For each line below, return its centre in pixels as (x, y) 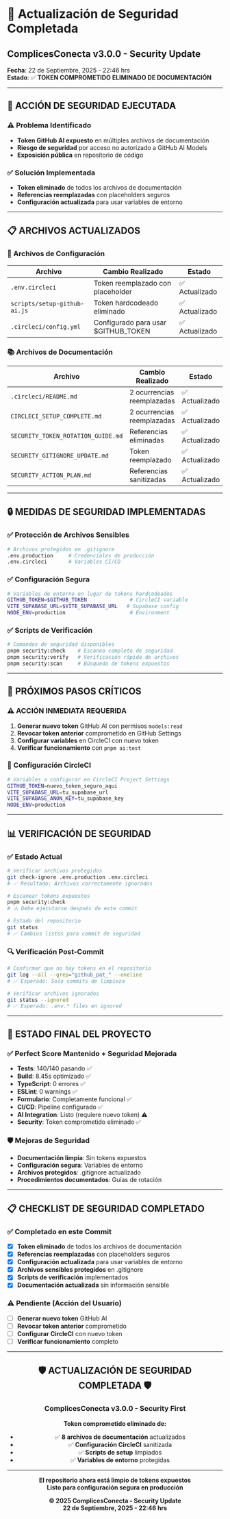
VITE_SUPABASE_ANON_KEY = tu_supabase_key (66, 799)
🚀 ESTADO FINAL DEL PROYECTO (79, 1034)
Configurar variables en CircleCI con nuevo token (88, 740)
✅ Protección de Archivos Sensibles (68, 535)
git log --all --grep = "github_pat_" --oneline (75, 975)
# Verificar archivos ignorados (53, 993)
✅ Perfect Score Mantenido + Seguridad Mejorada (92, 1053)
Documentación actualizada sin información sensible (93, 1285)
